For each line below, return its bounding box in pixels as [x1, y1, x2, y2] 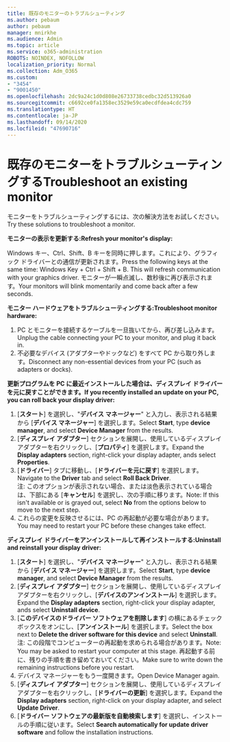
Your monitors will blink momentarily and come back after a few [18, 282, 199, 291]
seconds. [7, 290, 34, 298]
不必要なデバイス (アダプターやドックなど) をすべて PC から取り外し [16, 349, 210, 357]
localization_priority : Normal [7, 61, 97, 68]
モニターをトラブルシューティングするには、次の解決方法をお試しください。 [7, 212, 223, 221]
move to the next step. [16, 506, 81, 514]
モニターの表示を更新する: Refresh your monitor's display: [7, 234, 173, 243]
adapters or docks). [16, 366, 73, 374]
